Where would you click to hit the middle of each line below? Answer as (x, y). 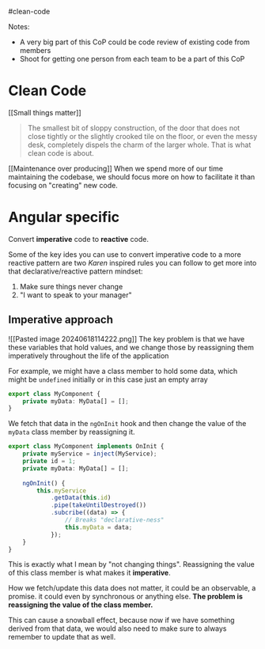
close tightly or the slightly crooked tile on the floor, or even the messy (142, 136)
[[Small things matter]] (45, 112)
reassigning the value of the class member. (81, 605)
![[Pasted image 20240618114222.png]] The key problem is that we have (127, 338)
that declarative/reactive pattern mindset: (76, 271)
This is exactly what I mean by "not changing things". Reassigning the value (131, 564)
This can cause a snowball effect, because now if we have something (121, 621)
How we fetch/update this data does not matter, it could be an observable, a (132, 588)
